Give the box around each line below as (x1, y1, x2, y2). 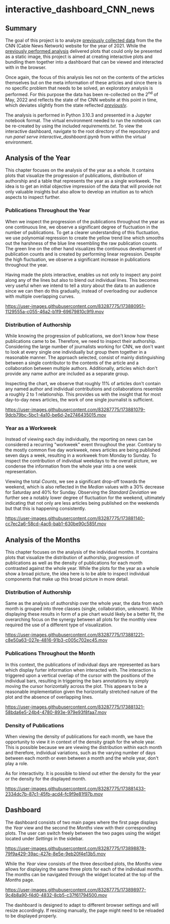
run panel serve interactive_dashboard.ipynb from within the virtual (5, 133, 146, 139)
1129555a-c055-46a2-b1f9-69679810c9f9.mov (5, 308, 104, 314)
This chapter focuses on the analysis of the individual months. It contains (5, 549, 158, 555)
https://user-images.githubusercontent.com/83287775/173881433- (5, 786, 146, 792)
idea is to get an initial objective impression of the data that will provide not (5, 183, 162, 189)
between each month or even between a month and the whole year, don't (5, 755, 159, 761)
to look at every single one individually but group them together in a (5, 349, 147, 355)
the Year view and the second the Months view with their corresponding (5, 824, 156, 830)
